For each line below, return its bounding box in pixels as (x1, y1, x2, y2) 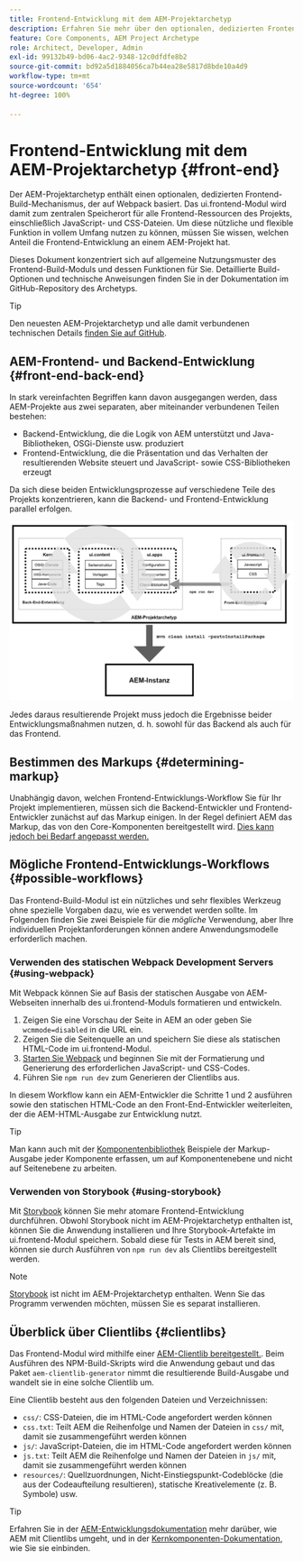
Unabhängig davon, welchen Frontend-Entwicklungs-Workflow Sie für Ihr (9, 793, 282, 803)
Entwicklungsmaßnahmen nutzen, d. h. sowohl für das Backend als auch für (9, 719, 291, 730)
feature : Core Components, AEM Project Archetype (9, 33, 200, 42)
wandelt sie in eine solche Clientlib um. (9, 1377, 155, 1388)
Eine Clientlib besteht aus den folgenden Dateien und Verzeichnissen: (9, 1394, 268, 1406)
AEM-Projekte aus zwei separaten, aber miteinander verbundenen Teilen (9, 401, 280, 412)
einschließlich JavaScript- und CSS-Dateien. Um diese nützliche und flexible (9, 217, 294, 229)
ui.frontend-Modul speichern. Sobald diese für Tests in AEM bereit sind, (9, 1235, 277, 1245)
